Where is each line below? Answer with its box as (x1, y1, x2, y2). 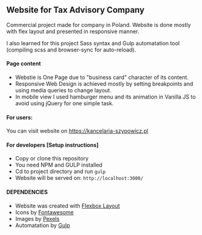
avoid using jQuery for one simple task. (15, 100, 114, 107)
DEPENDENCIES (6, 188, 48, 196)
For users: (6, 113, 33, 121)
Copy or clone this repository (15, 155, 88, 162)
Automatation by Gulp (15, 222, 70, 229)
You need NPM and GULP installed (15, 162, 103, 169)
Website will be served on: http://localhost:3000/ (15, 174, 143, 182)
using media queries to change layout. (15, 87, 112, 94)
